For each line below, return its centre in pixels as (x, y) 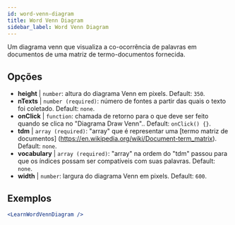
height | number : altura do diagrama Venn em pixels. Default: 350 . (111, 94)
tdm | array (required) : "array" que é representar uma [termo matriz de (123, 131)
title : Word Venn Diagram (45, 20)
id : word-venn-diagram (41, 14)
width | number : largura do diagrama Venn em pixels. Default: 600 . (112, 176)
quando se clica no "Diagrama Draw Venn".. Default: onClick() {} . (114, 123)
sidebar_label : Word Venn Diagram (58, 27)
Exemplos (29, 198)
